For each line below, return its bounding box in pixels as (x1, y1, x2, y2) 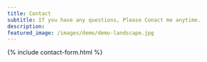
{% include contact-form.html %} (7, 48, 103, 56)
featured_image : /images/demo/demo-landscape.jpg (7, 29, 155, 37)
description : (7, 23, 45, 30)
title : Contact (7, 10, 52, 17)
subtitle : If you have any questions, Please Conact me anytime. (7, 17, 201, 23)
